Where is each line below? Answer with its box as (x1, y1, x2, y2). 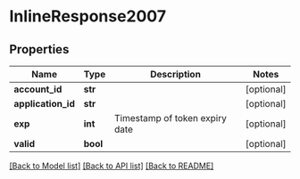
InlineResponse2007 (9, 6, 167, 27)
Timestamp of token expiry (114, 112, 228, 124)
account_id (13, 83, 62, 95)
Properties (9, 42, 70, 57)
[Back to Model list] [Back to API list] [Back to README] (9, 160, 214, 171)
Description (150, 69, 201, 80)
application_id (13, 98, 76, 110)
